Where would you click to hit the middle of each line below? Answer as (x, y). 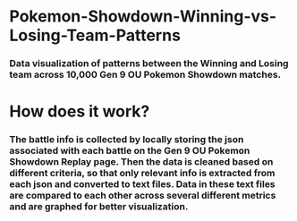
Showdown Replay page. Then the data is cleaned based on (141, 162)
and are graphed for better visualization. (99, 207)
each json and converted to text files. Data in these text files (142, 184)
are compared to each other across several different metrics (143, 196)
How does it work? (80, 111)
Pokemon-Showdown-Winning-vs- (143, 17)
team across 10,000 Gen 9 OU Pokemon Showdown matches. (145, 75)
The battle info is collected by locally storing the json (127, 140)
